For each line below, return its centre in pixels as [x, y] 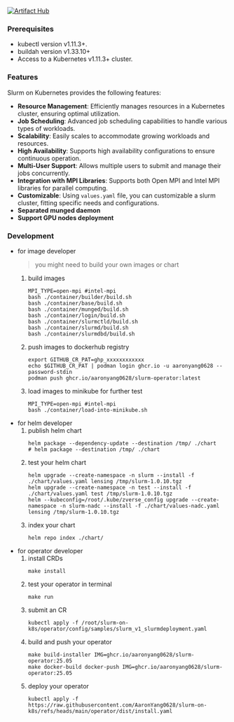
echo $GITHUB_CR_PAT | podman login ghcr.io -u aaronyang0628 [121, 366]
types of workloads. [46, 128]
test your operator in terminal [70, 584]
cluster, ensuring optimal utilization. [69, 113]
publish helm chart [55, 430]
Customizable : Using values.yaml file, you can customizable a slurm [116, 195]
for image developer [47, 251]
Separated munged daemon [59, 210]
